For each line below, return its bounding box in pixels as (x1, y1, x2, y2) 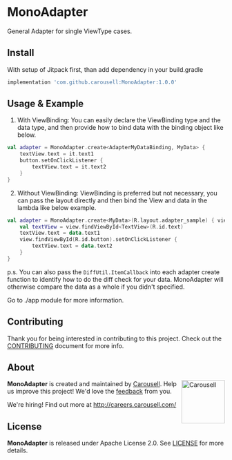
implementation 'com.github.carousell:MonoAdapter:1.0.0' (7, 79, 177, 86)
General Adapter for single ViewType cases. (7, 27, 133, 35)
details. (7, 446, 28, 454)
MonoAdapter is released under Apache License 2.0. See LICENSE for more (7, 439, 224, 448)
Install (7, 47, 35, 59)
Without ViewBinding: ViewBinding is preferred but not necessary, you (17, 189, 217, 197)
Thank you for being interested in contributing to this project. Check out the (7, 334, 222, 343)
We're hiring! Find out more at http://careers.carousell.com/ (7, 401, 177, 409)
